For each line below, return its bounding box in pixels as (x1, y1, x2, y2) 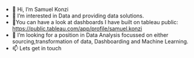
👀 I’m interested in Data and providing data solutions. (12, 12, 144, 19)
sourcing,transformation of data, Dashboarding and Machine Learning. (12, 38, 189, 45)
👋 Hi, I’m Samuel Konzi (12, 6, 69, 13)
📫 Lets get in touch (12, 45, 62, 51)
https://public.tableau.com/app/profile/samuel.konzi (12, 25, 142, 32)
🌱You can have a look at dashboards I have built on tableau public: (12, 19, 179, 25)
